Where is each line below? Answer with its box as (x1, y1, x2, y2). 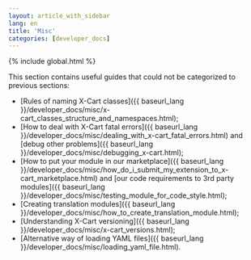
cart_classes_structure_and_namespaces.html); (19, 114, 179, 124)
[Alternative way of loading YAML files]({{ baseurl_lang (19, 233, 204, 243)
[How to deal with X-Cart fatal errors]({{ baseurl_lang (19, 122, 198, 132)
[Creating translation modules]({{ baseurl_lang (19, 199, 176, 209)
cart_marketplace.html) (19, 174, 99, 183)
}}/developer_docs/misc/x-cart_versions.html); (19, 225, 176, 235)
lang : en (8, 19, 38, 27)
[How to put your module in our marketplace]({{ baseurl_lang (19, 157, 224, 166)
